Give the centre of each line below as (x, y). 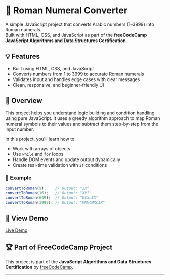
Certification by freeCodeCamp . (39, 267)
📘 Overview (24, 101)
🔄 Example (18, 178)
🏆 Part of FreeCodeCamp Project (59, 247)
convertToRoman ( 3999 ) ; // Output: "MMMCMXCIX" (55, 203)
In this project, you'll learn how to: (40, 139)
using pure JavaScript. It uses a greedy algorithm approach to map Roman (83, 118)
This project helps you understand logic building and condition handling (80, 113)
